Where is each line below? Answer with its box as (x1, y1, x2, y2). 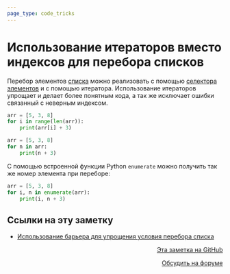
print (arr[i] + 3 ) (19, 125, 72, 132)
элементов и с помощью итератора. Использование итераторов (7, 84, 196, 92)
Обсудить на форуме (162, 259, 223, 267)
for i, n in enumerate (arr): (7, 189, 90, 196)
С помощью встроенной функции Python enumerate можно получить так (7, 162, 218, 170)
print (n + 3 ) (19, 149, 57, 156)
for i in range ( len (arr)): (7, 118, 84, 125)
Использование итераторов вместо (7, 39, 222, 55)
